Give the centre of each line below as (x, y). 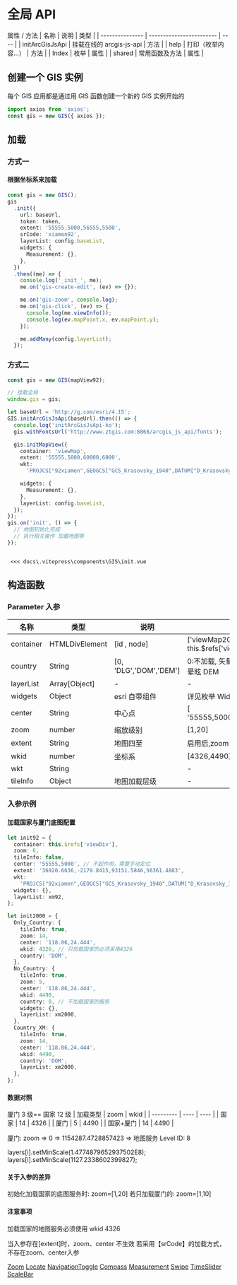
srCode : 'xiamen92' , (50, 235)
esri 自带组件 (135, 696)
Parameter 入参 (34, 607)
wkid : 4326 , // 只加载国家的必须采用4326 (76, 949)
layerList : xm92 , (39, 897)
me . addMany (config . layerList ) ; (66, 339)
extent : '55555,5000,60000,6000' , (71, 458)
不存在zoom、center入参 (43, 1252)
